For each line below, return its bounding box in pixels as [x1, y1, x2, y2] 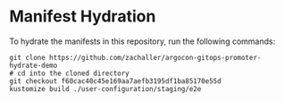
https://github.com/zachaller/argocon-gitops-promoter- [48, 53, 262, 62]
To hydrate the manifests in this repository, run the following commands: [9, 36, 276, 47]
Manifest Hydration [9, 6, 156, 27]
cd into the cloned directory [17, 69, 129, 78]
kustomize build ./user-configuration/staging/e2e [9, 84, 202, 93]
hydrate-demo [9, 61, 58, 70]
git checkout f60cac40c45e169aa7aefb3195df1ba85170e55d [9, 76, 221, 86]
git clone [9, 53, 46, 62]
